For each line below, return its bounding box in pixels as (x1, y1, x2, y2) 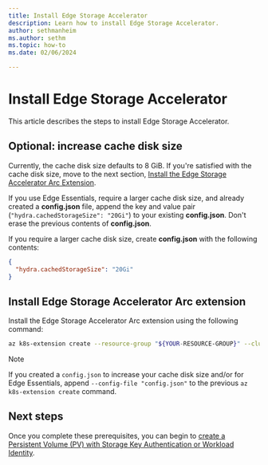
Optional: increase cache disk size (8, 140, 183, 153)
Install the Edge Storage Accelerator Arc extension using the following (8, 316, 238, 325)
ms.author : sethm (8, 33, 66, 42)
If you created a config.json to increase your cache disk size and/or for (8, 370, 245, 380)
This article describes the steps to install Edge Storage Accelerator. (8, 116, 230, 126)
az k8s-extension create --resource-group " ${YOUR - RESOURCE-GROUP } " (8, 340, 241, 348)
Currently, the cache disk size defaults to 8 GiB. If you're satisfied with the (8, 160, 252, 170)
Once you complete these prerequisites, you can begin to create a (8, 431, 226, 440)
